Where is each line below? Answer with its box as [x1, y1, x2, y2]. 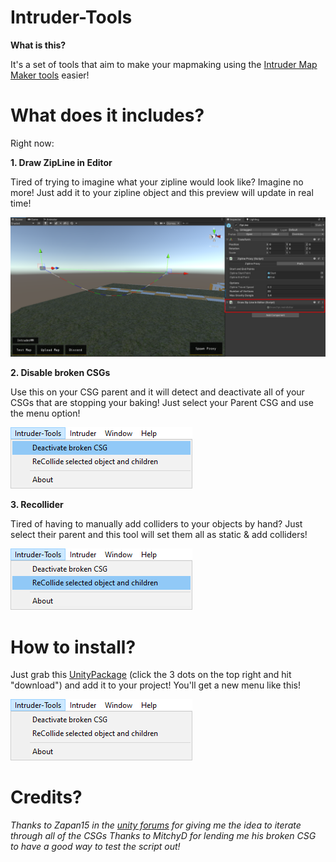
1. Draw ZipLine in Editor [10, 156, 113, 168]
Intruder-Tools [10, 6, 133, 29]
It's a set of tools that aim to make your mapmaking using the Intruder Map [10, 58, 318, 70]
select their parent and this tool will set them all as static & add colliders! [10, 529, 308, 541]
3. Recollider [10, 499, 64, 511]
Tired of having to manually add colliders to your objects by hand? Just [10, 518, 303, 530]
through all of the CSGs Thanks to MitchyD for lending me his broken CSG [10, 830, 317, 842]
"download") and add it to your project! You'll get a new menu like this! [10, 679, 302, 691]
